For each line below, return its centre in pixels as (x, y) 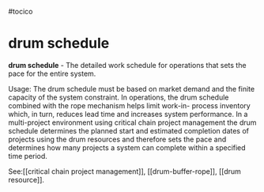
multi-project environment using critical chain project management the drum (132, 122)
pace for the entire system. (52, 73)
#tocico (21, 11)
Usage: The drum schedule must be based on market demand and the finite (132, 88)
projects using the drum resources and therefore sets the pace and (117, 139)
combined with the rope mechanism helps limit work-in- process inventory (129, 105)
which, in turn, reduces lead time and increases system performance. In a (128, 114)
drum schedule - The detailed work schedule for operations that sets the (127, 65)
